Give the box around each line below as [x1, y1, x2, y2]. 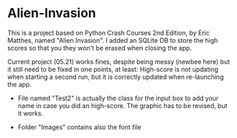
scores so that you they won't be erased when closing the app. [7, 43, 192, 52]
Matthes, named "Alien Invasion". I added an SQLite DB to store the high [7, 36, 218, 44]
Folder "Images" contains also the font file [17, 122, 142, 131]
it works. [17, 109, 43, 117]
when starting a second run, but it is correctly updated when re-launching [7, 73, 224, 81]
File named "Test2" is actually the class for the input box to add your [17, 94, 219, 102]
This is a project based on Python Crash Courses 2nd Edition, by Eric [7, 28, 210, 37]
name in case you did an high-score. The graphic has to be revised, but [17, 101, 228, 110]
